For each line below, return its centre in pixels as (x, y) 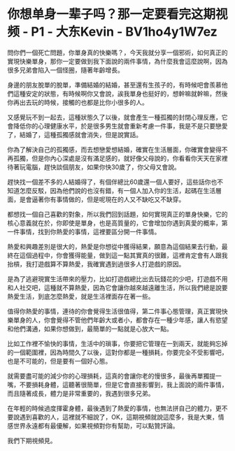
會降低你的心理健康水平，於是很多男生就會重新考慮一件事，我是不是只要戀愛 (117, 126)
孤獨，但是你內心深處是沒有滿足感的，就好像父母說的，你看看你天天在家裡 (120, 158)
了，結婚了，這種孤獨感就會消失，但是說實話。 (74, 134)
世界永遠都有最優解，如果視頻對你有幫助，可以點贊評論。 (96, 425)
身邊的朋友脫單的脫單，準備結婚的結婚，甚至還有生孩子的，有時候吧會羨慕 (114, 85)
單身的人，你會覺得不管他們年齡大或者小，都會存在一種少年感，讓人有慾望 (120, 320)
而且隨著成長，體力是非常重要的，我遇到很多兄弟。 (81, 393)
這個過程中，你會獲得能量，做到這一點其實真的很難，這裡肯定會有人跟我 (123, 255)
